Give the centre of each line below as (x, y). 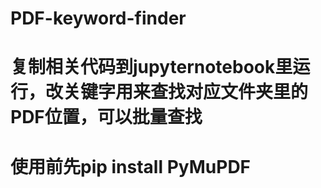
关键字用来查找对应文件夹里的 (186, 92)
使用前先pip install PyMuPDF (131, 166)
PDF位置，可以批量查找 (106, 117)
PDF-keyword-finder (98, 18)
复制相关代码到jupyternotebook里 (151, 67)
